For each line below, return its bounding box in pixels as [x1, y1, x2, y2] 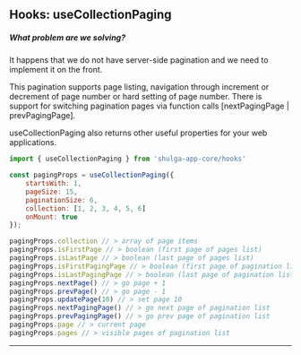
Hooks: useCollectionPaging [9, 7, 172, 22]
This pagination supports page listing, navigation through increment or [9, 82, 270, 92]
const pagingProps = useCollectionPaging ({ [9, 170, 175, 180]
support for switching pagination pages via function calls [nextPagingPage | [9, 100, 289, 111]
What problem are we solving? [9, 31, 126, 43]
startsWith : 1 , [25, 179, 82, 188]
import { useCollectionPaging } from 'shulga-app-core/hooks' [9, 154, 246, 164]
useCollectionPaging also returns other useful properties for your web [9, 127, 268, 138]
